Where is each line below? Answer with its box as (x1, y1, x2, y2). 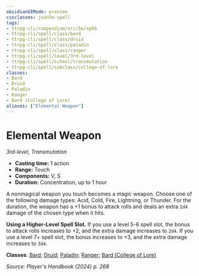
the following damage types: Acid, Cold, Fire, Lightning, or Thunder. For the (6, 197, 191, 204)
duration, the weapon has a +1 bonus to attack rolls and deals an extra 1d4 (6, 203, 188, 210)
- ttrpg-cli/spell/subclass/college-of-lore (6, 64, 119, 70)
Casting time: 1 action (14, 160, 70, 167)
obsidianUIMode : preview (6, 8, 68, 15)
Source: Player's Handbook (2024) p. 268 (6, 263, 110, 270)
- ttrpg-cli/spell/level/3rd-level (6, 53, 95, 59)
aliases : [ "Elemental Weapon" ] (6, 103, 84, 109)
